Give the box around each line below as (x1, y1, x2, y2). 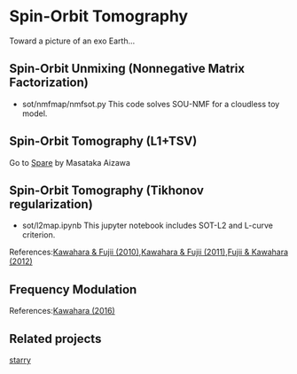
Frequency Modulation (9, 282, 137, 297)
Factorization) (9, 75, 89, 90)
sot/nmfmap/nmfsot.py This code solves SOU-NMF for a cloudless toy (21, 98, 280, 109)
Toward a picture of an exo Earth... (9, 35, 136, 46)
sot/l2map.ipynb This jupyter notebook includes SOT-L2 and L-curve (21, 220, 273, 231)
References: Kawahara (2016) (9, 306, 115, 316)
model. (21, 108, 48, 119)
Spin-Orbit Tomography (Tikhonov (9, 183, 204, 198)
